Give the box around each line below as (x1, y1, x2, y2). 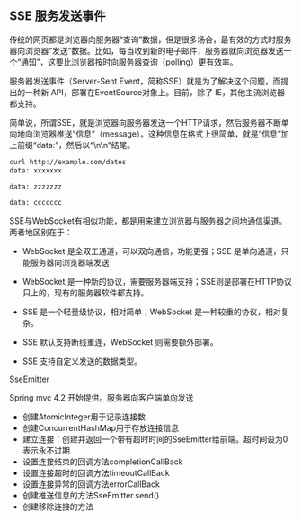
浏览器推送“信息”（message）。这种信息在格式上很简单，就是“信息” (32, 128, 281, 139)
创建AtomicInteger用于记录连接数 (22, 411, 146, 422)
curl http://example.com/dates (9, 157, 127, 166)
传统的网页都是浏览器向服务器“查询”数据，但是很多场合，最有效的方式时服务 (9, 34, 292, 45)
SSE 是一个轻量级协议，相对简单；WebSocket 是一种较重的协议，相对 (22, 306, 281, 317)
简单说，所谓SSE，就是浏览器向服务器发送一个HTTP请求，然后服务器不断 (9, 117, 281, 128)
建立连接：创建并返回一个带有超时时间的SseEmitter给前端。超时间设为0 (22, 434, 288, 445)
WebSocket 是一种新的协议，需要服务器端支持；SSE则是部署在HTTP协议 (22, 277, 292, 287)
